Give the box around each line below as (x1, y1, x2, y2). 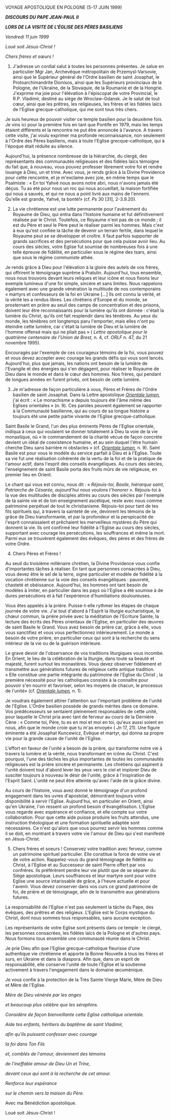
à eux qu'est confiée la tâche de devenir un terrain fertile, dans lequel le (12, 228, 163, 233)
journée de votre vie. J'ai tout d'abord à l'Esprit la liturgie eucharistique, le (5, 608, 160, 614)
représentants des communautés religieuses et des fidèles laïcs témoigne (5, 158, 159, 164)
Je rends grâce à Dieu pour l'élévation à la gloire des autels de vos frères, (5, 264, 159, 270)
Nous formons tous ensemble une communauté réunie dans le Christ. (5, 935, 151, 941)
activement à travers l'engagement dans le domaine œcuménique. (5, 967, 144, 973)
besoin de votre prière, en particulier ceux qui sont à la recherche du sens (5, 635, 160, 641)
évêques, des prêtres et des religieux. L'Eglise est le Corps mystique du (5, 909, 155, 915)
